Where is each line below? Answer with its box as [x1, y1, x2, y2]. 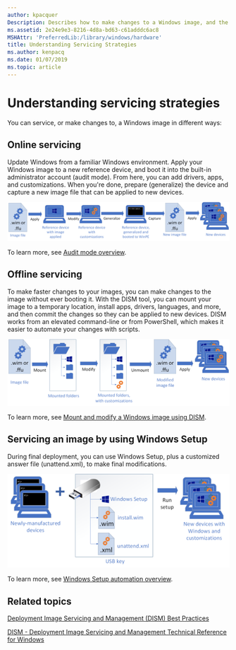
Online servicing [7, 139, 82, 151]
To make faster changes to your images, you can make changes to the [7, 287, 211, 296]
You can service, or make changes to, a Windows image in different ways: [7, 118, 222, 127]
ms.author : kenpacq [7, 49, 65, 56]
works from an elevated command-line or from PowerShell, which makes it [7, 317, 224, 325]
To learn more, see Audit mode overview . [7, 248, 127, 257]
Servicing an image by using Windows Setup [7, 434, 208, 446]
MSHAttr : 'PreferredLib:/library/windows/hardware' [7, 34, 162, 41]
